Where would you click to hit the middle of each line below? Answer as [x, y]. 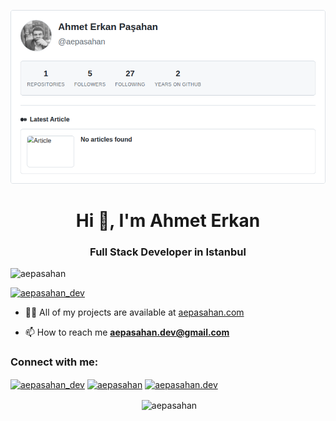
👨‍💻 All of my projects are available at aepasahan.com [134, 312]
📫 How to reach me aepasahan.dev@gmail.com [127, 332]
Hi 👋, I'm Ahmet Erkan [168, 221]
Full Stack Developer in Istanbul [168, 252]
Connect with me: [54, 362]
